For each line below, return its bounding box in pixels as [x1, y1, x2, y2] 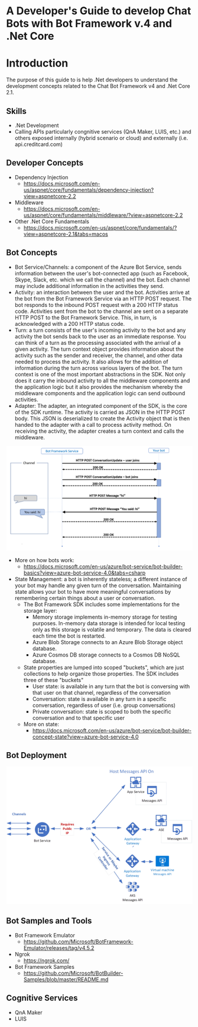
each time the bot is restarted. [32, 632, 106, 639]
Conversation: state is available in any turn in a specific [32, 696, 167, 703]
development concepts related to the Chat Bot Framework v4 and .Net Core [6, 83, 190, 90]
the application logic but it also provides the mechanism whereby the [14, 383, 183, 390]
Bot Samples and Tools [6, 916, 92, 926]
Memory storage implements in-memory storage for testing [32, 613, 177, 621]
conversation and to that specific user [32, 714, 125, 722]
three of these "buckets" [23, 677, 84, 684]
